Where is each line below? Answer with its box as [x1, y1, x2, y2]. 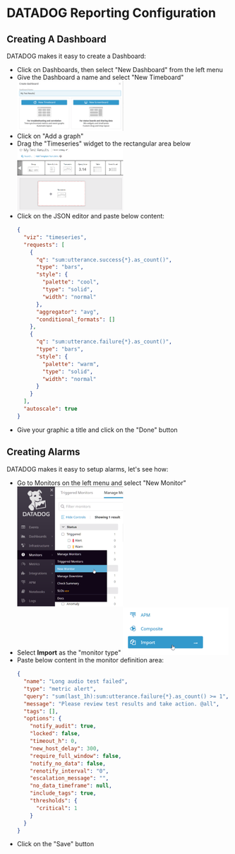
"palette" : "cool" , [42, 279, 100, 286]
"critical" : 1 [35, 805, 78, 812]
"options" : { [23, 715, 62, 723]
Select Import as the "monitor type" [16, 648, 121, 657]
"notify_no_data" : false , [30, 760, 107, 767]
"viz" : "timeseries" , [23, 233, 88, 241]
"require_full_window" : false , [30, 752, 122, 759]
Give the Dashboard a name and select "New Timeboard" [16, 73, 184, 81]
